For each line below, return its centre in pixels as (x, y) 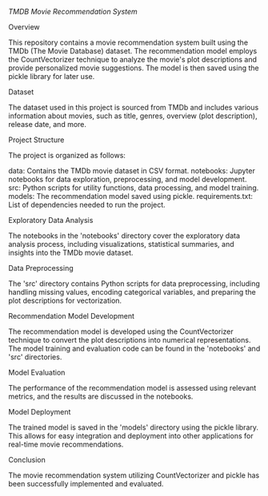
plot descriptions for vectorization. (65, 300)
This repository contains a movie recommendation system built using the (128, 42)
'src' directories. (35, 357)
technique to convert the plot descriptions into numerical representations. (130, 340)
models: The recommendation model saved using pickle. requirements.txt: (131, 196)
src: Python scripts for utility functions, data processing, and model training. (134, 188)
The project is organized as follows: (67, 155)
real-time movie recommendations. (66, 444)
